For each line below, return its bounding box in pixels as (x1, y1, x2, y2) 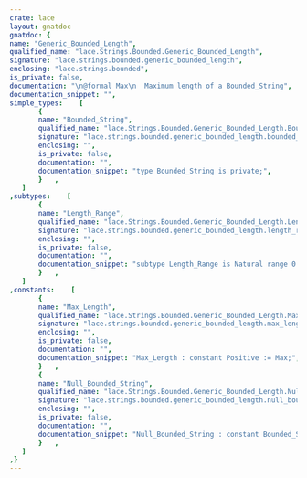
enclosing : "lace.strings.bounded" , (9, 65, 149, 74)
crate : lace (9, 13, 55, 23)
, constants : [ (9, 285, 76, 294)
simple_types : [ (9, 98, 84, 108)
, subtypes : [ (9, 192, 71, 201)
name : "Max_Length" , (37, 303, 117, 312)
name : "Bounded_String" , (37, 115, 132, 124)
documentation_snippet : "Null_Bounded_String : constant (37, 430, 259, 439)
